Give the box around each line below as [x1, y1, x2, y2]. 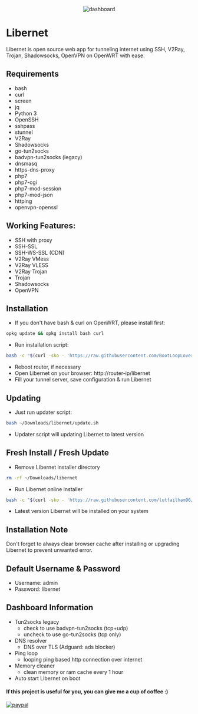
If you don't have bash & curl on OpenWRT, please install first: [14, 319, 166, 327]
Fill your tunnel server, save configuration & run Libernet [14, 376, 151, 383]
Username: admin [14, 580, 58, 586]
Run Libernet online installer [14, 485, 83, 492]
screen [14, 97, 32, 104]
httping [14, 198, 32, 205]
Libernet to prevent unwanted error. [6, 547, 93, 554]
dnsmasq [14, 160, 38, 167]
